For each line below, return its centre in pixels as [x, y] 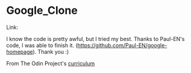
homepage [20, 51]
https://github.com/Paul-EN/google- [122, 45]
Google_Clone [42, 11]
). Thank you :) [51, 51]
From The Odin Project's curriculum [51, 63]
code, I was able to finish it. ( [42, 45]
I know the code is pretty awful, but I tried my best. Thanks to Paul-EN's [95, 39]
